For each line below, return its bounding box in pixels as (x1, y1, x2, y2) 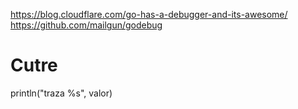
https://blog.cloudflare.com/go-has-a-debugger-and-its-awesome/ (10, 9, 288, 20)
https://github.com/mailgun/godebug (10, 19, 163, 31)
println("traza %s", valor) (10, 87, 113, 99)
